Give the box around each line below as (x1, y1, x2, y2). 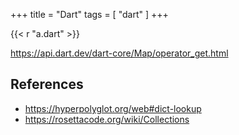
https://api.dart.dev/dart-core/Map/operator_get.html (10, 47, 229, 59)
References (10, 76, 84, 93)
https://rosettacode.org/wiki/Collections (24, 113, 190, 125)
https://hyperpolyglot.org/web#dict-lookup (24, 102, 202, 114)
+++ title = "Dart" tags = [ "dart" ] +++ (10, 9, 169, 20)
